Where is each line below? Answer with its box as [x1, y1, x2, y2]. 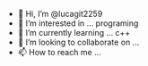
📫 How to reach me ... [17, 47, 101, 57]
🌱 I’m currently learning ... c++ [17, 28, 131, 37]
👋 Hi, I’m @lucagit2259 [17, 9, 103, 19]
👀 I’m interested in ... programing [17, 18, 139, 29]
